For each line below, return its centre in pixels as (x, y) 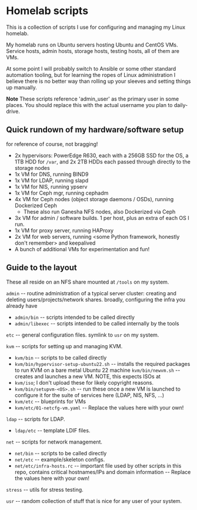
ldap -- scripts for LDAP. (36, 419)
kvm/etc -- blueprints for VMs (50, 401)
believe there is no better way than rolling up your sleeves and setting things (98, 81)
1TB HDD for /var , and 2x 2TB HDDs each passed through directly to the (103, 161)
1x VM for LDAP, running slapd (51, 180)
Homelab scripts (47, 11)
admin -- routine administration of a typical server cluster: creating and (91, 293)
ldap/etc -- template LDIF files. (52, 430)
